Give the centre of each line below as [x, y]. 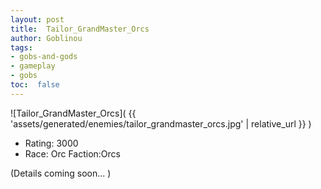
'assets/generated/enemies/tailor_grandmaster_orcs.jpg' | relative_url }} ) [161, 123]
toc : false [35, 85]
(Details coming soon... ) [61, 173]
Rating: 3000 [51, 143]
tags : [21, 47]
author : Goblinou [46, 38]
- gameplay [33, 66]
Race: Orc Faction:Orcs [72, 153]
